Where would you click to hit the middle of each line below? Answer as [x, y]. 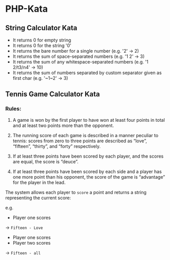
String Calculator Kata [41, 28]
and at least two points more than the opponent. [63, 125]
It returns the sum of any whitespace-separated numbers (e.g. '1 [80, 62]
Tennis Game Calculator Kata [53, 94]
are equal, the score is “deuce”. [45, 161]
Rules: [13, 109]
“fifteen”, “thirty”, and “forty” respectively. [57, 146]
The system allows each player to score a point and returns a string [76, 192]
